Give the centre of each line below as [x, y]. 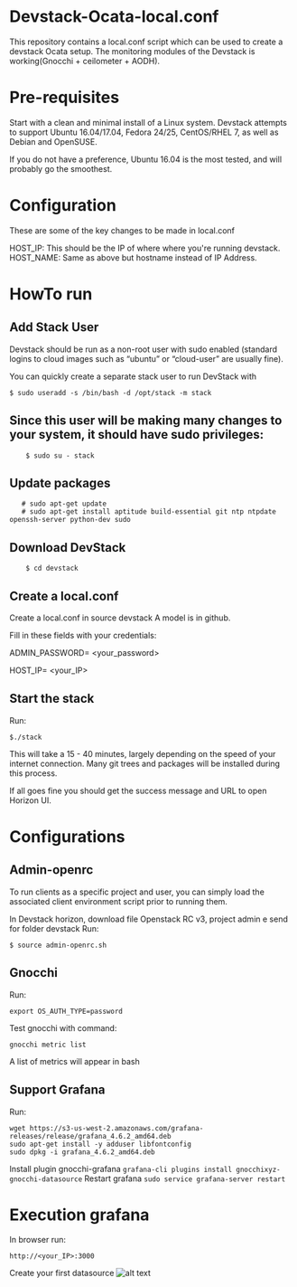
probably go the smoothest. [61, 168]
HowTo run [51, 294]
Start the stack [52, 699]
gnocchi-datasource [46, 1179]
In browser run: [37, 1240]
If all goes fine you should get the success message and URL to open [138, 790]
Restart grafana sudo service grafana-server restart [185, 1178]
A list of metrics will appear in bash [74, 1061]
